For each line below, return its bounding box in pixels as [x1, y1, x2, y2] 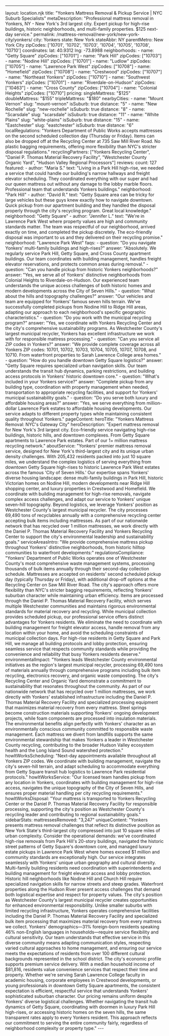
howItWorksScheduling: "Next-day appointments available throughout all [5, 753, 156, 758]
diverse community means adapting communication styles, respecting [5, 940, 151, 945]
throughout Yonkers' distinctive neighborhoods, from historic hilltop [5, 544, 145, 550]
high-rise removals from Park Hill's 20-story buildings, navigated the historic [5, 838, 164, 844]
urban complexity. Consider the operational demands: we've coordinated [5, 833, 156, 839]
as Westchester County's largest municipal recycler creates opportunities [5, 897, 157, 903]
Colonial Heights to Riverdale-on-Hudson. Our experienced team [5, 277, 139, 283]
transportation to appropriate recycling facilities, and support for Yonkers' [5, 389, 158, 395]
